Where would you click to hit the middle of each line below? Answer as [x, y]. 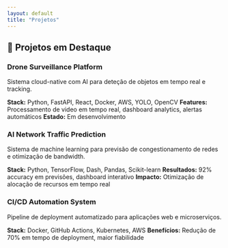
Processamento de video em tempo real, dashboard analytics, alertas [105, 109]
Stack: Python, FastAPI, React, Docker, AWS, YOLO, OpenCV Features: [107, 102]
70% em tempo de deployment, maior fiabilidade [76, 237]
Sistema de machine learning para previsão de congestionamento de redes [113, 149]
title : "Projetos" [33, 20]
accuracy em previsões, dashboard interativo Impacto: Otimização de [105, 177]
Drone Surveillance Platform [55, 67]
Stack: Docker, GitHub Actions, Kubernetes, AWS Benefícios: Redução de [112, 230]
